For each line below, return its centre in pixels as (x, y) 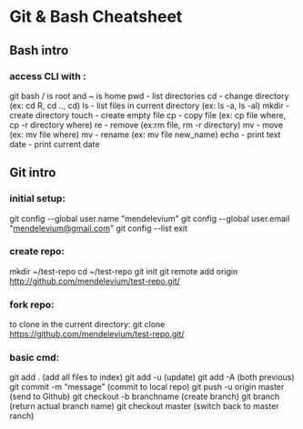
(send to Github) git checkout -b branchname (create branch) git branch (145, 396)
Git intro (33, 173)
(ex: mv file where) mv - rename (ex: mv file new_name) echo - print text (145, 135)
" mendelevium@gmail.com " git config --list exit (99, 228)
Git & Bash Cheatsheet (96, 17)
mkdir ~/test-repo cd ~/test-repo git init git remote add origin (124, 271)
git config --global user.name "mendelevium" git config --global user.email (150, 218)
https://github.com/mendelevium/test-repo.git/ (97, 334)
